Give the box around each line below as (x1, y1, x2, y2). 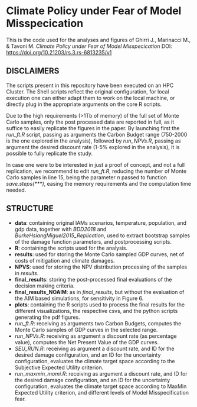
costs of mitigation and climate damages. (14, 257, 115, 264)
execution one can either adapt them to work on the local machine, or (6, 94, 175, 101)
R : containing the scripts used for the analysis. (14, 244, 128, 251)
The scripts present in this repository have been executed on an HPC (6, 82, 174, 89)
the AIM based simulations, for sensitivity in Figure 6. (14, 295, 144, 302)
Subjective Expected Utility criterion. (14, 364, 104, 371)
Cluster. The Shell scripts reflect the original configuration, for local (6, 88, 169, 95)
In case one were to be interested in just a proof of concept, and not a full (6, 161, 185, 168)
